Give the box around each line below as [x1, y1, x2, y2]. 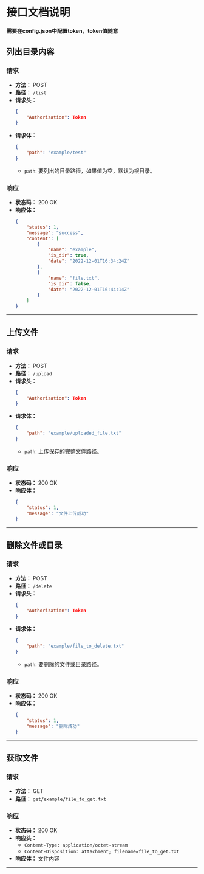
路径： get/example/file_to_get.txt [15, 795, 107, 803]
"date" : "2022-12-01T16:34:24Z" [47, 258, 130, 265]
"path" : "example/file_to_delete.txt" [26, 643, 124, 649]
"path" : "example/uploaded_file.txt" [26, 430, 122, 437]
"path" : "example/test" [26, 150, 86, 156]
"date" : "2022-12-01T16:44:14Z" [47, 286, 130, 293]
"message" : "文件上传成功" [26, 510, 89, 516]
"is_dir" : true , [47, 252, 89, 258]
